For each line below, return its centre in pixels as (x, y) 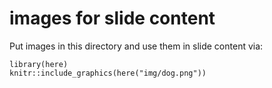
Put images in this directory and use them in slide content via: (136, 46)
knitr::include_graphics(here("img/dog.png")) (108, 73)
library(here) (39, 64)
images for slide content (112, 18)
